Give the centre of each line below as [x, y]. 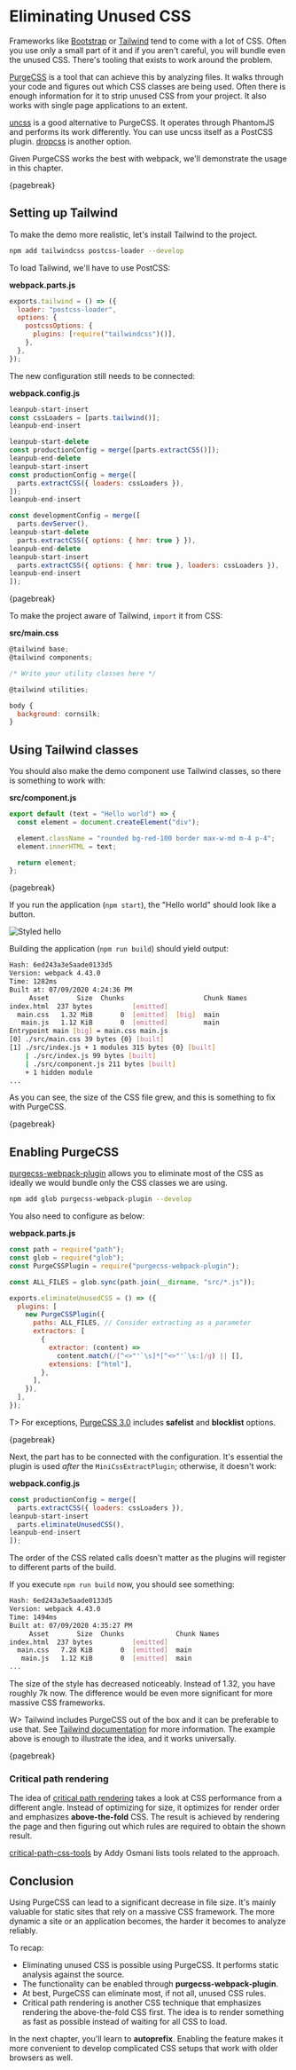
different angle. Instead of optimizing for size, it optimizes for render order [144, 1807]
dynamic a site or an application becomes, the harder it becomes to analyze [148, 1921]
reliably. [23, 1931]
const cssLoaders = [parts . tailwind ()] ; [85, 418]
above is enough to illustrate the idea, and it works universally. [123, 1738]
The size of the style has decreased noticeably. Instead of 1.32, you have [142, 1683]
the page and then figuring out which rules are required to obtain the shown [148, 1827]
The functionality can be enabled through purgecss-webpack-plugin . [150, 1984]
